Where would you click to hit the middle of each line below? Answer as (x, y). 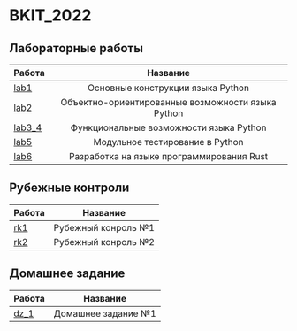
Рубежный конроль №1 (104, 227)
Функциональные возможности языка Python (168, 127)
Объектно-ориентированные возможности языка (168, 102)
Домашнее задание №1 (105, 313)
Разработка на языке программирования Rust (169, 156)
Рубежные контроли (69, 188)
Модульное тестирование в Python (169, 142)
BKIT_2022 (50, 15)
